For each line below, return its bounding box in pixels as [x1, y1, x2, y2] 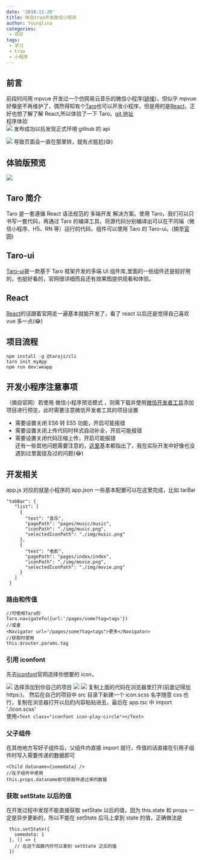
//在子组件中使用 [6, 770, 43, 776]
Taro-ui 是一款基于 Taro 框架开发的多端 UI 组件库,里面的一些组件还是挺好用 [6, 267, 191, 274]
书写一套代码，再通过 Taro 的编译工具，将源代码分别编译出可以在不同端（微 [6, 217, 195, 225]
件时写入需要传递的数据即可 [6, 752, 75, 759]
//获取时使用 [6, 635, 34, 641]
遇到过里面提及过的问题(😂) [14, 449, 84, 457]
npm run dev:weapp [6, 364, 52, 370]
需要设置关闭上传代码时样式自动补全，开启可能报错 [14, 427, 142, 434]
